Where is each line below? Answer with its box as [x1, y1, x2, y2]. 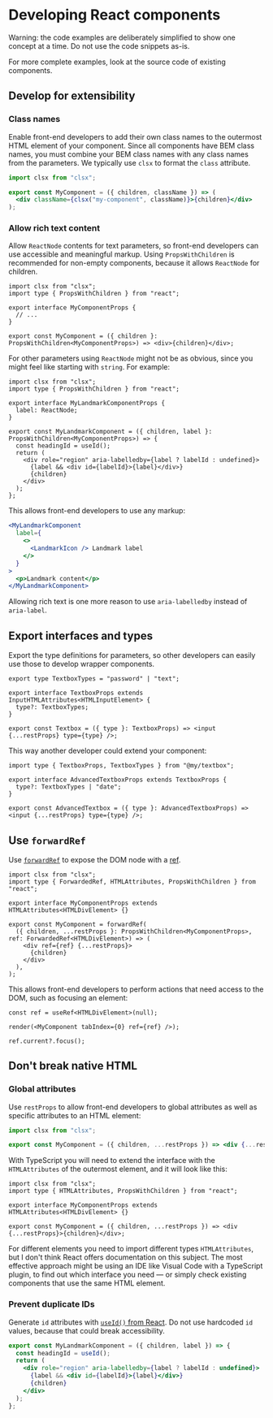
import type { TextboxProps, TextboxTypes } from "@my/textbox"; [8, 762, 234, 770]
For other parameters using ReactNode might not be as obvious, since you [8, 353, 253, 363]
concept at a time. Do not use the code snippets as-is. [8, 41, 190, 50]
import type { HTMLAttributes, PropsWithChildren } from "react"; [8, 1187, 238, 1195]
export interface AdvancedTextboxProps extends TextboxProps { [8, 776, 227, 785]
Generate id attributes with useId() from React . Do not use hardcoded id [8, 1317, 253, 1327]
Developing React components [8, 6, 221, 24]
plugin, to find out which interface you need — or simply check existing [8, 1269, 247, 1280]
